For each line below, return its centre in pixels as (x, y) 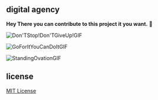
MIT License (21, 91)
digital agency (33, 10)
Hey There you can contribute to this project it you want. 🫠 (79, 24)
